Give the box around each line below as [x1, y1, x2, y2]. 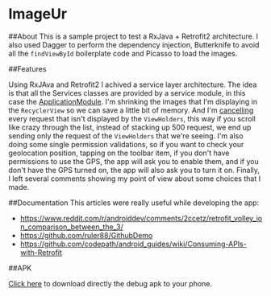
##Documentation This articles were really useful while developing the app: [8, 198, 260, 208]
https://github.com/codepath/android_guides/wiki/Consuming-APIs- [19, 239, 248, 249]
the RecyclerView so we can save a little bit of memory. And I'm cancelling [8, 105, 254, 115]
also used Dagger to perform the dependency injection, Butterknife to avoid [8, 39, 260, 49]
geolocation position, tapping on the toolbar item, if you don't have [8, 148, 230, 158]
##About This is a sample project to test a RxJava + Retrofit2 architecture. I [8, 31, 259, 41]
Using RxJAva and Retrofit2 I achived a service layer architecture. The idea [8, 80, 257, 89]
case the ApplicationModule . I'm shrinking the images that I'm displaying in [8, 97, 258, 106]
